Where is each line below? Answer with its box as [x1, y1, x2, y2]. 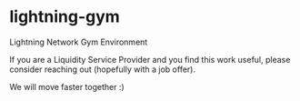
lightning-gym [9, 6, 120, 27]
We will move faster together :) [9, 81, 125, 92]
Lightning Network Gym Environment [9, 36, 148, 47]
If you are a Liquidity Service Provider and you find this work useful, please [9, 54, 291, 65]
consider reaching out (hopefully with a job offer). [9, 64, 195, 75]
